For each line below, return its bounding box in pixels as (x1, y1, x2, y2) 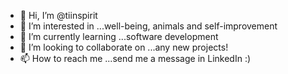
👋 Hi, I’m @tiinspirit (19, 10, 98, 21)
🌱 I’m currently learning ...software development (19, 31, 219, 42)
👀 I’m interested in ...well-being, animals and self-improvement (19, 20, 278, 32)
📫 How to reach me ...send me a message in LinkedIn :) (19, 53, 252, 64)
